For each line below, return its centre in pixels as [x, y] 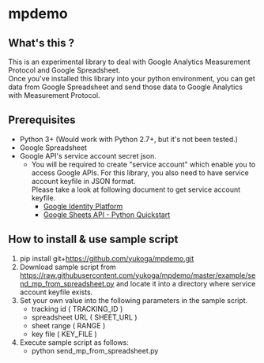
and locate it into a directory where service [186, 283]
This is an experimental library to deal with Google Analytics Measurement [129, 62]
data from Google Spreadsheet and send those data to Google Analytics [126, 87]
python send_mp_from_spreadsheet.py [95, 350]
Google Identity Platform [83, 206]
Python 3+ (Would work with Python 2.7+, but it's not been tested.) [129, 139]
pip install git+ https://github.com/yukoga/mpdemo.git [107, 258]
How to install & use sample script [93, 240]
